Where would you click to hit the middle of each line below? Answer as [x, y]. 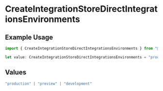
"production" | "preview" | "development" [49, 84]
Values [16, 72]
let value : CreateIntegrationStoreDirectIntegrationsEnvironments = [76, 57]
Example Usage [29, 37]
